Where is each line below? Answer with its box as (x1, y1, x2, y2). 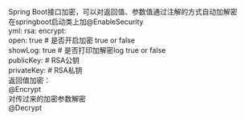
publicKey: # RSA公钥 (8, 55, 80, 65)
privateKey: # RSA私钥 (8, 66, 83, 74)
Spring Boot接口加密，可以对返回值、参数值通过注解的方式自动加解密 (8, 7, 238, 16)
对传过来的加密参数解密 (8, 94, 86, 103)
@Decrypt (8, 103, 43, 112)
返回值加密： (8, 75, 51, 85)
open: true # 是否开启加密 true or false (8, 35, 135, 45)
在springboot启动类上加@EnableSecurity (8, 17, 144, 26)
